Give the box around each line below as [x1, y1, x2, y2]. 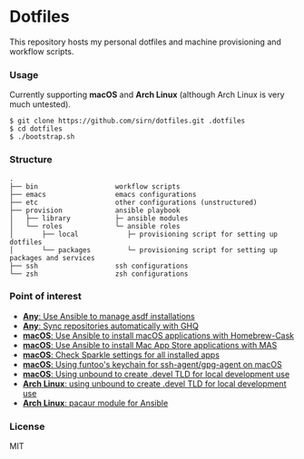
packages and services [9, 253, 95, 262]
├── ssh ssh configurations [9, 261, 189, 270]
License [9, 420, 45, 433]
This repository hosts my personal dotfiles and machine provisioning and [9, 36, 281, 47]
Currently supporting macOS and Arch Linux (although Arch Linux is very [9, 89, 285, 101]
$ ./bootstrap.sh [9, 132, 75, 142]
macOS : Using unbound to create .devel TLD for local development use [22, 368, 290, 379]
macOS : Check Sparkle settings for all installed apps [22, 349, 221, 360]
